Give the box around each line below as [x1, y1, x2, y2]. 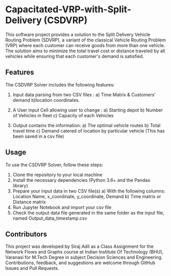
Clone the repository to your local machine [12, 172, 103, 178]
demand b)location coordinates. [12, 97, 80, 103]
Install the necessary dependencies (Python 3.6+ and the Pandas [12, 177, 151, 183]
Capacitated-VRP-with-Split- [5, 4, 132, 15]
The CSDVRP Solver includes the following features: [5, 81, 115, 88]
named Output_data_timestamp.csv [12, 215, 87, 221]
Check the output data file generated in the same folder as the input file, [12, 209, 165, 216]
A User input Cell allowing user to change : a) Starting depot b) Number [12, 107, 163, 113]
